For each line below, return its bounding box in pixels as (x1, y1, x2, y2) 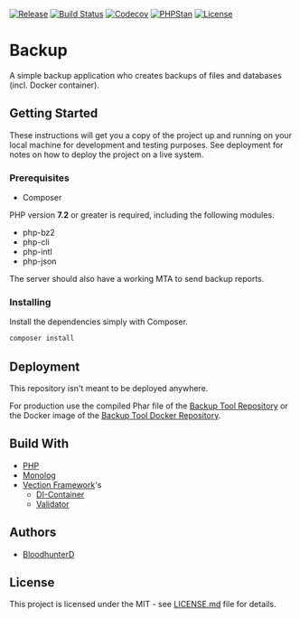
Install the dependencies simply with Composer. (9, 316, 188, 327)
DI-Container (35, 489, 85, 500)
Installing (9, 295, 52, 308)
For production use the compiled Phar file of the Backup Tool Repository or (9, 400, 289, 411)
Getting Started (9, 106, 98, 121)
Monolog (22, 470, 56, 481)
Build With (9, 436, 70, 452)
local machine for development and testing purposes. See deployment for (9, 139, 284, 150)
